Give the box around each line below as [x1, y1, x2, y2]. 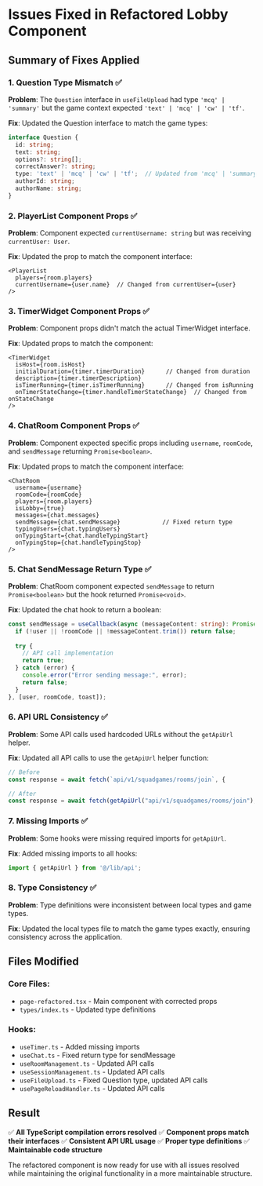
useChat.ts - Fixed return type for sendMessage [19, 1050, 176, 1060]
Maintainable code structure [8, 1144, 103, 1155]
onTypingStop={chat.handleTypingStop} [15, 538, 142, 546]
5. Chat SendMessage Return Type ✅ [8, 564, 152, 575]
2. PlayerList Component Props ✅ [8, 210, 138, 221]
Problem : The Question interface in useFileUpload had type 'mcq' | [8, 94, 225, 104]
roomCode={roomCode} [15, 491, 82, 498]
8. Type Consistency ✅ [8, 882, 97, 893]
